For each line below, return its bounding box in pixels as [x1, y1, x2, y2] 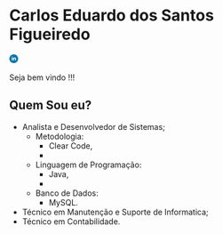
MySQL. [48, 197, 78, 207]
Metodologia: [35, 131, 84, 141]
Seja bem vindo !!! [9, 72, 76, 83]
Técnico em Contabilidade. [21, 215, 121, 227]
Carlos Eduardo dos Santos [9, 5, 215, 26]
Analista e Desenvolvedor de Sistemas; [21, 121, 166, 132]
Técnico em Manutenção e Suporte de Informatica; [21, 206, 209, 217]
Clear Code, [48, 140, 93, 151]
